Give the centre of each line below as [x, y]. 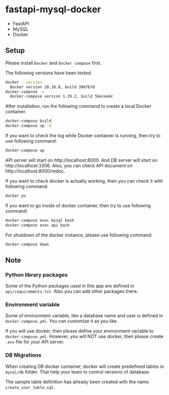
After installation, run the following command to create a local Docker [78, 106]
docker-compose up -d [28, 126]
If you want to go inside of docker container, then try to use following [78, 205]
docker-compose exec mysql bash [40, 220]
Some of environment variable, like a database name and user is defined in [84, 316]
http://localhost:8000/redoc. [35, 171]
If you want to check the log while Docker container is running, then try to [83, 136]
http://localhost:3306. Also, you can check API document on [69, 165]
